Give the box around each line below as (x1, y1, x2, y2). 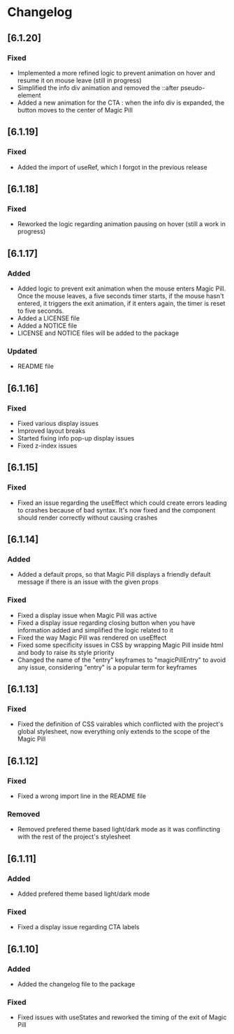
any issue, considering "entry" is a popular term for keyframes (17, 663, 197, 671)
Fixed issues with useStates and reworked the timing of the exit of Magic (17, 1013, 227, 1021)
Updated (7, 346, 37, 356)
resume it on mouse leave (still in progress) (17, 76, 142, 84)
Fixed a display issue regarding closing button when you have (17, 619, 196, 627)
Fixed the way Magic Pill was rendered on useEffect (17, 633, 167, 642)
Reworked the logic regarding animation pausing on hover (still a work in (17, 220, 226, 228)
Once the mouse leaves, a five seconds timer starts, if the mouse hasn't (17, 291, 225, 300)
